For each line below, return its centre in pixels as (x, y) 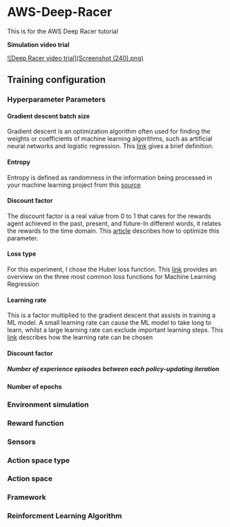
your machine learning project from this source (74, 185)
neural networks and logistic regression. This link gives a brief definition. (111, 146)
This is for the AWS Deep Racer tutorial (63, 31)
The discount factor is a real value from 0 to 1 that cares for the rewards (109, 216)
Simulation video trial (38, 44)
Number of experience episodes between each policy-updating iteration (113, 369)
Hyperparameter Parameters (56, 100)
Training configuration (56, 80)
